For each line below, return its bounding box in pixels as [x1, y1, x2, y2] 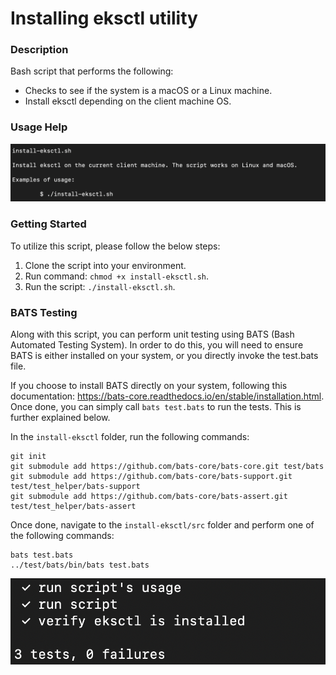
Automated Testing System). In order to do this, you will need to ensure [10, 338, 304, 351]
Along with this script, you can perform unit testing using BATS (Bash [10, 328, 295, 340]
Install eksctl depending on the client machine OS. [24, 95, 232, 107]
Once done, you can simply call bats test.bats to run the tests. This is [10, 400, 302, 412]
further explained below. [10, 411, 111, 423]
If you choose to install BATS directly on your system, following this [10, 379, 288, 391]
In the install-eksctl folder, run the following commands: [10, 430, 250, 442]
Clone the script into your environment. [24, 259, 187, 271]
